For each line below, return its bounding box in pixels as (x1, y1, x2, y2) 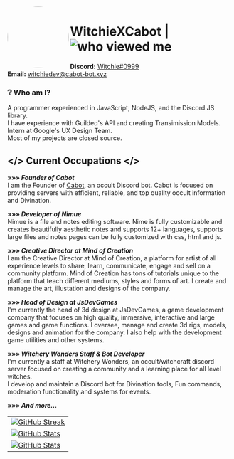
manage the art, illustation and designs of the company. (7, 284, 171, 293)
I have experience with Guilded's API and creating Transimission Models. (7, 119, 221, 127)
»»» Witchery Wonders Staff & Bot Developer (7, 349, 145, 358)
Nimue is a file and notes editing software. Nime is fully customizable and (7, 218, 223, 226)
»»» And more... (7, 401, 58, 410)
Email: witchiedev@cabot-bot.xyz (7, 70, 107, 78)
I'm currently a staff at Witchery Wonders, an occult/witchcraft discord (7, 357, 215, 366)
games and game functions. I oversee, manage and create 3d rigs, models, (7, 321, 228, 329)
